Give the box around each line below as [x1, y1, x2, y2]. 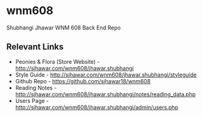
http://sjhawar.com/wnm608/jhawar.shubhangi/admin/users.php [15, 104, 179, 111]
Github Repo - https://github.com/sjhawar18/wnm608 [15, 77, 151, 85]
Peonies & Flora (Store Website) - [15, 58, 100, 65]
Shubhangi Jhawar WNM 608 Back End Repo [6, 24, 121, 31]
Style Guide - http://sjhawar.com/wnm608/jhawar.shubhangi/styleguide [15, 71, 197, 78]
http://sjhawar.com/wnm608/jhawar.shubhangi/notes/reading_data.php [15, 90, 196, 98]
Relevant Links [6, 42, 64, 52]
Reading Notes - [15, 84, 57, 91]
